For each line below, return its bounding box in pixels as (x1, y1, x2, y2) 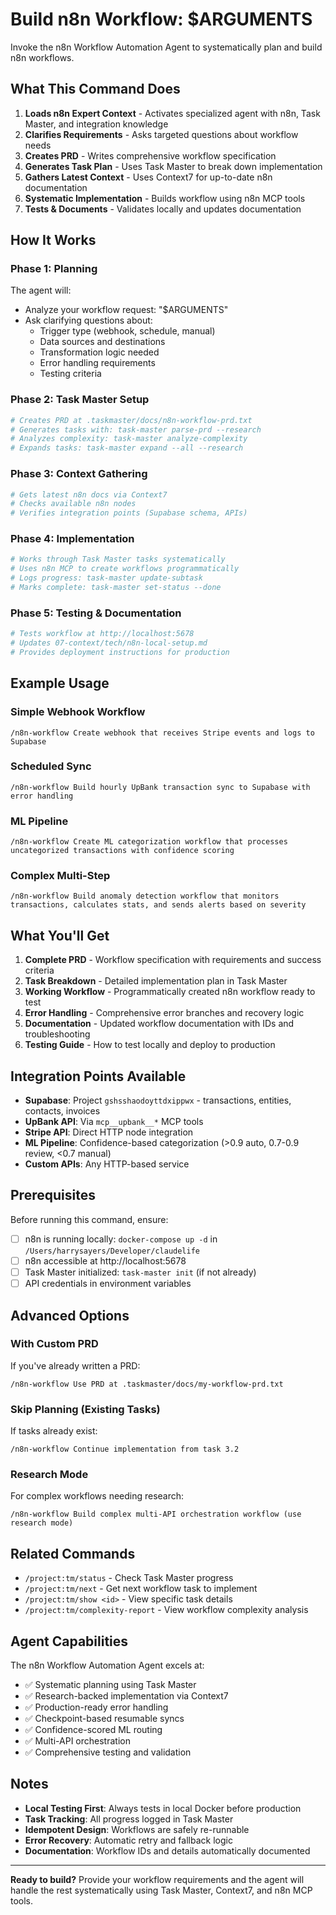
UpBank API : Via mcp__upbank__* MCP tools (24, 1116, 204, 1128)
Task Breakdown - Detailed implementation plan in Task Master (24, 975, 288, 987)
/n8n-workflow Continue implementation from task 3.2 (10, 1444, 240, 1455)
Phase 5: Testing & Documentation (10, 606, 182, 620)
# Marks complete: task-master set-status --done (10, 583, 222, 593)
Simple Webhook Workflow (10, 705, 146, 719)
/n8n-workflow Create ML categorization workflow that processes (10, 837, 288, 847)
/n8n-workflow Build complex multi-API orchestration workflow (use (10, 1509, 302, 1520)
